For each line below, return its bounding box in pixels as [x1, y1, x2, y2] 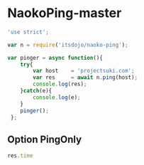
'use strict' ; [7, 28, 50, 36]
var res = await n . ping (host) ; [33, 74, 138, 81]
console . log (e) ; [33, 94, 81, 101]
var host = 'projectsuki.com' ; [33, 68, 135, 75]
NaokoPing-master [7, 5, 122, 21]
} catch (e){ [20, 87, 52, 95]
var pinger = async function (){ [7, 54, 103, 61]
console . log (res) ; [33, 80, 87, 88]
